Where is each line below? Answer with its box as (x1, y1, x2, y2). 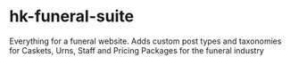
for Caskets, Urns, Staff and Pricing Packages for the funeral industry (9, 45, 265, 55)
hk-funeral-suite (9, 6, 135, 27)
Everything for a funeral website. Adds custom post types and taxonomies (9, 36, 282, 46)
